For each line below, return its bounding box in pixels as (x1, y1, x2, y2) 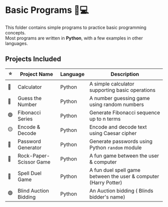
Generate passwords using (89, 137, 152, 144)
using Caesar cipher (89, 129, 137, 136)
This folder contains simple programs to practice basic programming (5, 24, 146, 30)
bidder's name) (89, 193, 125, 200)
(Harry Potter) (89, 179, 122, 186)
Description (110, 71, 139, 78)
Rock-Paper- (17, 152, 50, 159)
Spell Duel (17, 169, 41, 176)
